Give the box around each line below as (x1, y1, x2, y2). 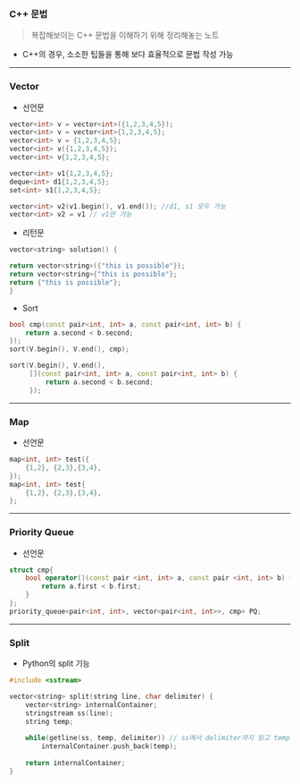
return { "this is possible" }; (9, 277, 122, 287)
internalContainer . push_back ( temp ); (41, 742, 178, 751)
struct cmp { (9, 566, 54, 575)
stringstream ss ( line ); (25, 709, 114, 718)
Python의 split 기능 (21, 658, 91, 669)
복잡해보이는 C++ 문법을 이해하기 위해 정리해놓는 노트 (30, 30, 220, 41)
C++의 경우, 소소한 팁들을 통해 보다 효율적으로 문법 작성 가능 (21, 49, 234, 60)
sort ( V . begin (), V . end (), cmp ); (9, 345, 129, 354)
